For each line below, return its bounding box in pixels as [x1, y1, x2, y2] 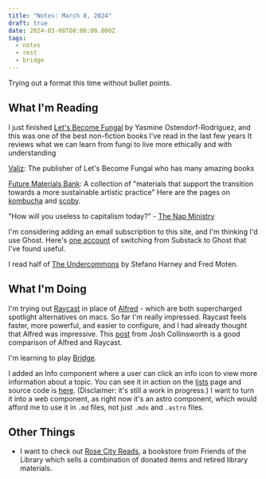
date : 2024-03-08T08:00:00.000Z [8, 26, 115, 34]
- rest [15, 49, 37, 57]
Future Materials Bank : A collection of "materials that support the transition [8, 179, 253, 188]
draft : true [8, 19, 48, 27]
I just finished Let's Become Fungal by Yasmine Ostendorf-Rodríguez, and [8, 122, 251, 132]
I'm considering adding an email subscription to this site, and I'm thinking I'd [8, 227, 258, 236]
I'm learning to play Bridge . [8, 353, 97, 362]
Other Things [8, 425, 76, 439]
